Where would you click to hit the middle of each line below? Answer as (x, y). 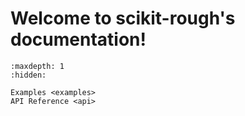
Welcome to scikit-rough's (123, 18)
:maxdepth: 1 (37, 66)
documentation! (78, 39)
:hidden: (28, 75)
